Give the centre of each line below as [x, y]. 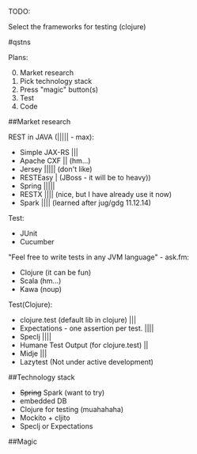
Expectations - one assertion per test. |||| [87, 328]
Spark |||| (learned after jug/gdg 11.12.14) [85, 202]
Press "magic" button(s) [59, 89]
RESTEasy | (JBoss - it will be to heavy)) [85, 178]
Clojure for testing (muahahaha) [72, 409]
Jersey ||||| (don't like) [56, 169]
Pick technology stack [56, 81]
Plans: [18, 57]
